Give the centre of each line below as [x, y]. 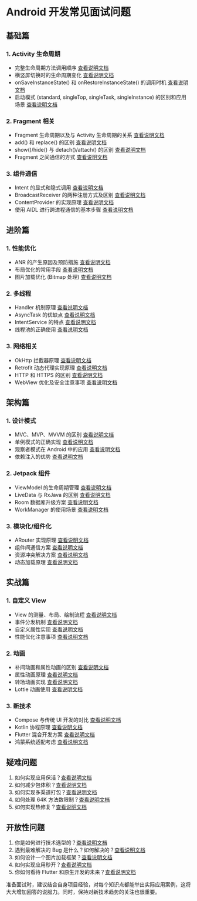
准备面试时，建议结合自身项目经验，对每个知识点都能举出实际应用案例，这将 [98, 884]
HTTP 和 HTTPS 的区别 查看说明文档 [59, 375]
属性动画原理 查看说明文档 [46, 675]
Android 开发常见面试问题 [68, 12]
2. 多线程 [19, 293]
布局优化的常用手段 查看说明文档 [54, 270]
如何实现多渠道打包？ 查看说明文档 [56, 792]
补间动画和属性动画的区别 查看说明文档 [62, 668]
